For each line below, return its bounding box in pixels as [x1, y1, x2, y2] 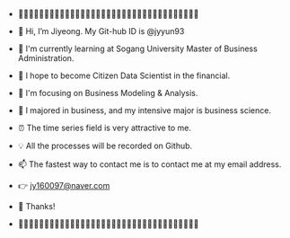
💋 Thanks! [17, 201, 56, 211]
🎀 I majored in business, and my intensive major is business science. [17, 105, 272, 116]
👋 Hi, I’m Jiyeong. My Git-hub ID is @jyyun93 [17, 26, 185, 36]
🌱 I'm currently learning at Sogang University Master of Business [17, 43, 258, 54]
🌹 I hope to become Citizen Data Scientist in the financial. [17, 70, 231, 81]
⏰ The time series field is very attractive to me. [17, 122, 191, 133]
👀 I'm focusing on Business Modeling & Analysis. [17, 88, 198, 98]
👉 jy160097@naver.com [17, 181, 110, 190]
